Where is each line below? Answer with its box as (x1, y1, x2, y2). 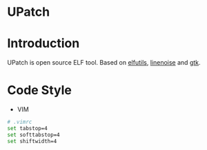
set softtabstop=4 (7, 131, 60, 138)
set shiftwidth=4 (7, 138, 57, 144)
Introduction (7, 36, 80, 52)
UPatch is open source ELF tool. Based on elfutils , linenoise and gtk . (7, 58, 201, 67)
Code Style (7, 83, 72, 98)
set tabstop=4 (7, 125, 48, 131)
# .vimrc (7, 118, 32, 126)
